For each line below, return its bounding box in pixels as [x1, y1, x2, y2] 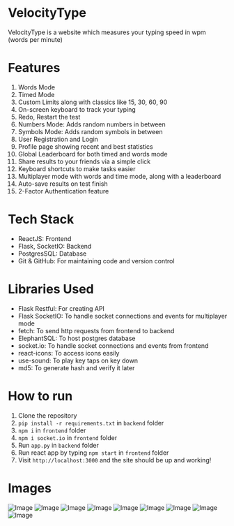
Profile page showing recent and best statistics [17, 142, 153, 151]
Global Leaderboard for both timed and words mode [17, 149, 168, 158]
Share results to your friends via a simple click [17, 157, 151, 166]
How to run [8, 388, 73, 404]
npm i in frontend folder [17, 426, 86, 434]
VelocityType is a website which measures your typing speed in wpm [8, 28, 206, 36]
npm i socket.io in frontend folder [17, 433, 118, 441]
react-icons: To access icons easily [17, 349, 120, 357]
